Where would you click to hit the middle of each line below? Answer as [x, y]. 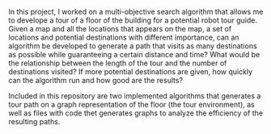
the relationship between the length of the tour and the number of [118, 63]
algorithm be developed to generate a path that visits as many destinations [133, 46]
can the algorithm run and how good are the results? [96, 80]
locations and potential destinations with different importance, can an [124, 37]
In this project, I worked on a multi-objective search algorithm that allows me [136, 12]
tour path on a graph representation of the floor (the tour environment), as [131, 105]
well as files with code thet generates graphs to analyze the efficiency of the [136, 113]
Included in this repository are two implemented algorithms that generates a [135, 96]
